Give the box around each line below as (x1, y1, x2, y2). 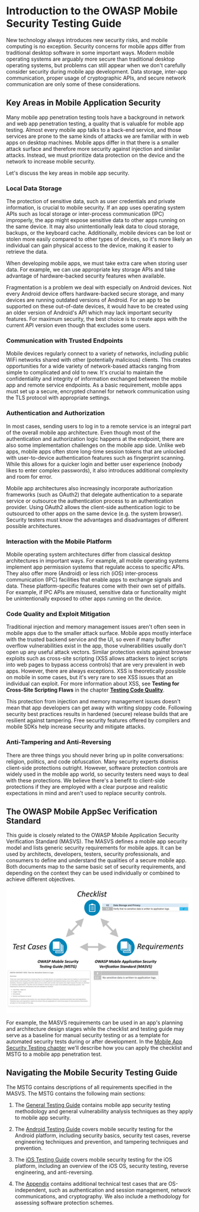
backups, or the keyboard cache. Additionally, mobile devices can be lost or (6, 229, 191, 236)
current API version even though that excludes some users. (6, 322, 151, 329)
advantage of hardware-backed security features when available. (6, 272, 166, 280)
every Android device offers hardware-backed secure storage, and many (6, 290, 185, 298)
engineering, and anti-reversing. (14, 1169, 94, 1176)
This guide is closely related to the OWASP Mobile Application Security (6, 832, 179, 839)
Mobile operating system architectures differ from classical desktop (6, 551, 172, 558)
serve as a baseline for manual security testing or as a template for (6, 1031, 169, 1039)
